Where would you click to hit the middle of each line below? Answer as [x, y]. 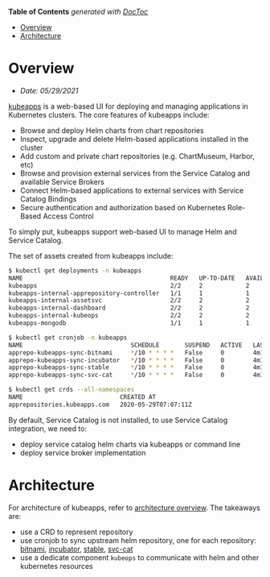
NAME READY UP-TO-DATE [122, 278]
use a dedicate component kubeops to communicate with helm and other [139, 557]
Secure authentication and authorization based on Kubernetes [123, 207]
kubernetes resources [57, 566]
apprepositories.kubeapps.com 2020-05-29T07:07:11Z [100, 405]
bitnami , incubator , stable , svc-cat [76, 549]
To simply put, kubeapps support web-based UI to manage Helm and [123, 231]
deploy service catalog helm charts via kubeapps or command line [130, 444]
